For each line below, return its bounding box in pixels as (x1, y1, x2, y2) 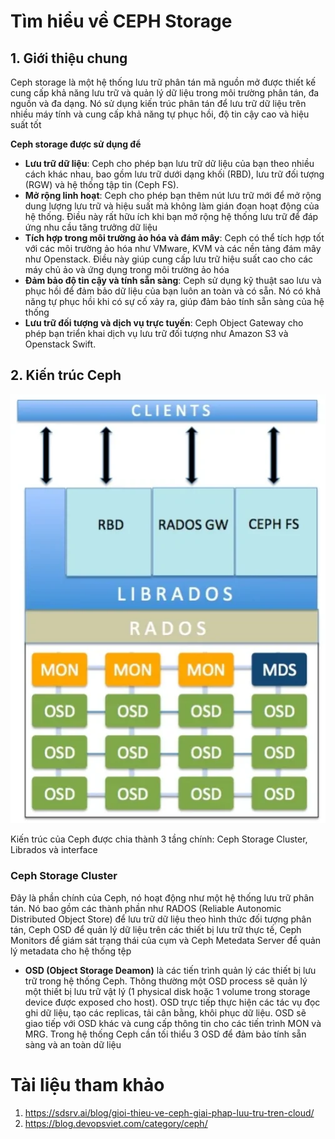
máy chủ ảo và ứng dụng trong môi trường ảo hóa (24, 264, 230, 275)
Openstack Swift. (24, 338, 97, 350)
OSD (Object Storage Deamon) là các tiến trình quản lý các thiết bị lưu (24, 964, 317, 976)
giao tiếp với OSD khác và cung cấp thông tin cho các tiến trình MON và (24, 1017, 322, 1029)
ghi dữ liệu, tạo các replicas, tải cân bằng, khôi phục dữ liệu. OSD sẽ (24, 1006, 307, 1019)
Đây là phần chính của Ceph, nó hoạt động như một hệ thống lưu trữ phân (10, 891, 315, 904)
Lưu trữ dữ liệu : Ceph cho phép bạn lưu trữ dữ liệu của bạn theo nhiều (24, 158, 315, 169)
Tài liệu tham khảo (10, 1073, 165, 1096)
